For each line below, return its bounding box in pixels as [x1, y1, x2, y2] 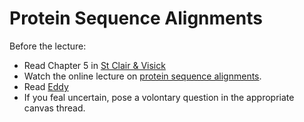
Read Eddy [23, 80, 69, 92]
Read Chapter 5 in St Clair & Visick [23, 59, 166, 71]
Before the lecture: [9, 40, 87, 52]
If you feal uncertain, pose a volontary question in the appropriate [23, 91, 295, 103]
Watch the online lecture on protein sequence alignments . [23, 70, 262, 82]
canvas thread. [23, 102, 86, 114]
